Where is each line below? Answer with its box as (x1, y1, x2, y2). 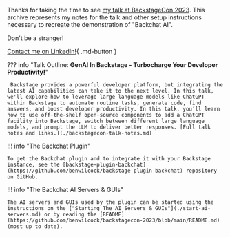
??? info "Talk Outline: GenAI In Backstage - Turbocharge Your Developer (7, 61, 218, 68)
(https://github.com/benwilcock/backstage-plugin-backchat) (7, 167, 184, 174)
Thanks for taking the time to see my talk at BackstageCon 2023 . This (7, 6, 205, 14)
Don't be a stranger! (7, 34, 64, 42)
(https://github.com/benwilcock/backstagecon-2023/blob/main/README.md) (7, 217, 220, 224)
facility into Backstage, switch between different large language (7, 117, 205, 124)
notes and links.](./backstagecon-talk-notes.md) (7, 130, 153, 137)
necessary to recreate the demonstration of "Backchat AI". (7, 21, 174, 28)
